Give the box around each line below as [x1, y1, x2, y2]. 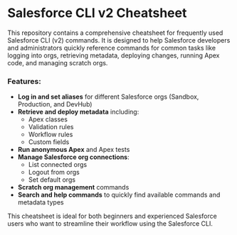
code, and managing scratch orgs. [7, 58, 108, 67]
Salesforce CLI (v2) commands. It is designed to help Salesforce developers [7, 35, 231, 44]
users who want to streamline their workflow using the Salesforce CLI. [7, 219, 214, 228]
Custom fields [28, 138, 70, 146]
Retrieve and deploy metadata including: [17, 108, 139, 116]
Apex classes [28, 115, 68, 124]
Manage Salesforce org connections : [17, 153, 130, 161]
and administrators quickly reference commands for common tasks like [7, 43, 216, 52]
